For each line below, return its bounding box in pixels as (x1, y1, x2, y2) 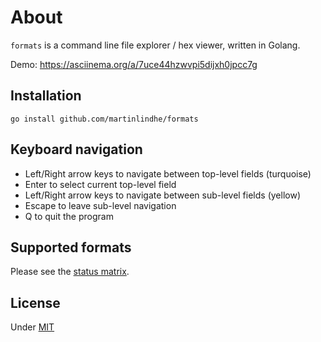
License (10, 294, 61, 311)
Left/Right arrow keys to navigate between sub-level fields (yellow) (24, 189, 301, 201)
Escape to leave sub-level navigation (24, 199, 177, 211)
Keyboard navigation (10, 141, 143, 158)
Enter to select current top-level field (24, 178, 177, 190)
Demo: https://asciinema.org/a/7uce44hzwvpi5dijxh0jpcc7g (10, 58, 258, 70)
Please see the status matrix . (10, 266, 130, 278)
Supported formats (10, 239, 132, 256)
